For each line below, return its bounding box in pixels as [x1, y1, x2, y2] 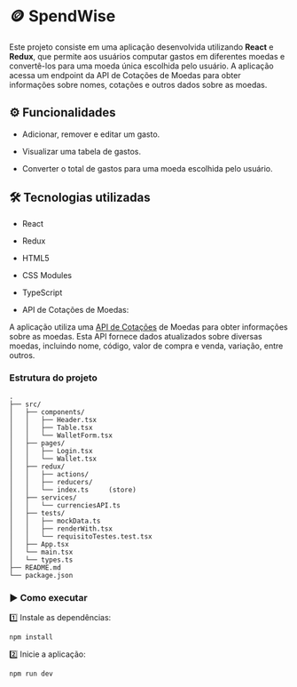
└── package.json [9, 571, 74, 579]
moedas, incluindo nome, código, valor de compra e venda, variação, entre [9, 340, 284, 351]
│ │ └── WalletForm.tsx [9, 431, 113, 440]
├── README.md [9, 563, 62, 572]
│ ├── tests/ [9, 508, 66, 517]
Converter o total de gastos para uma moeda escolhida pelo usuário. [21, 163, 273, 173]
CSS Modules [21, 269, 73, 280]
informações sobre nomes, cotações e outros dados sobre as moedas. [9, 79, 268, 90]
